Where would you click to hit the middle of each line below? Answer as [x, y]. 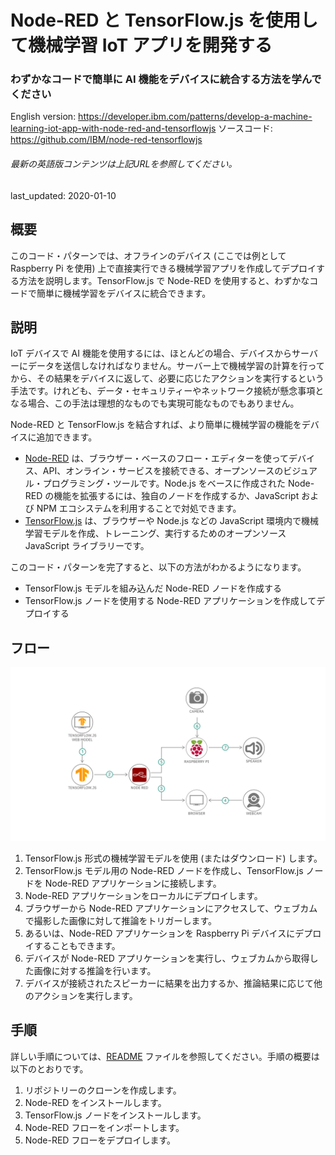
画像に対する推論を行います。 [95, 970]
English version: [43, 117]
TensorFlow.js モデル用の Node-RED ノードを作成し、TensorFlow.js [164, 870]
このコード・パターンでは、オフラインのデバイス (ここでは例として [148, 255]
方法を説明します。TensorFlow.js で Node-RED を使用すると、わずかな [164, 280]
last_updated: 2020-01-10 [63, 195]
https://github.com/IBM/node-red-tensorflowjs [106, 140]
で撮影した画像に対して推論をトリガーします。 [120, 920]
